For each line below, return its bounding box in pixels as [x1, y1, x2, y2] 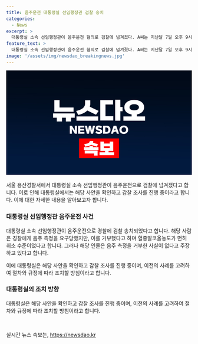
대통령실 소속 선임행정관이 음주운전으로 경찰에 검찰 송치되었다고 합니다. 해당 [6, 227, 181, 234]
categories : [6, 15, 35, 22]
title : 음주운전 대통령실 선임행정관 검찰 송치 [6, 9, 104, 15]
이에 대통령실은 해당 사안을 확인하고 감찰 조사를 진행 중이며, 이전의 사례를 [6, 261, 174, 268]
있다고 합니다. [16, 249, 49, 256]
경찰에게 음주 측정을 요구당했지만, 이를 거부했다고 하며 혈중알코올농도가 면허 [12, 234, 187, 241]
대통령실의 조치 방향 [6, 285, 60, 293]
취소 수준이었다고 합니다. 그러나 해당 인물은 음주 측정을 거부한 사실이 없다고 [6, 242, 179, 249]
